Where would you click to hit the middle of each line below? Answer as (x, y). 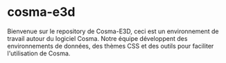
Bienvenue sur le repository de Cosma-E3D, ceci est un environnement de (113, 31)
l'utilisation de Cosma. (39, 53)
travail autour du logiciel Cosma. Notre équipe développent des (97, 38)
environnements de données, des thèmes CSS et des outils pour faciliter (111, 46)
